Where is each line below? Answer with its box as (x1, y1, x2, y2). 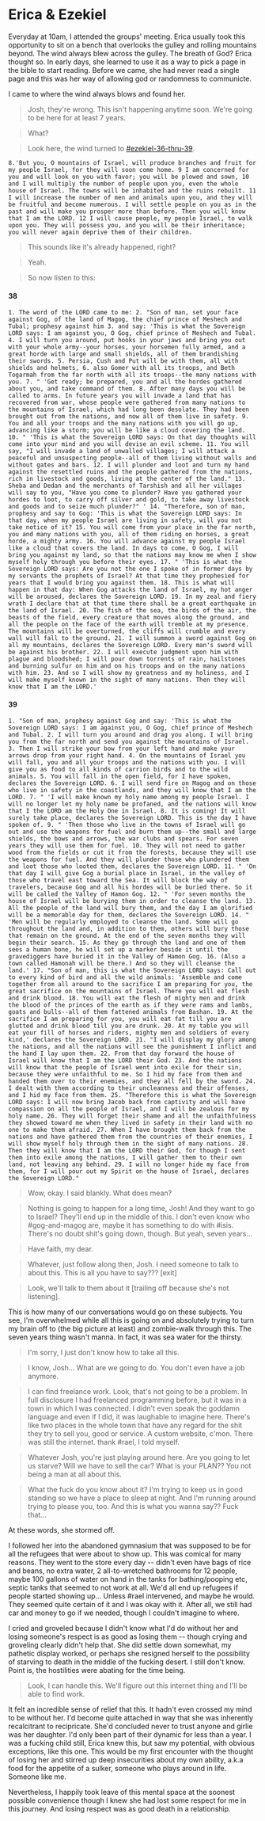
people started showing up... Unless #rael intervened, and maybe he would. (8, 1591, 256, 1601)
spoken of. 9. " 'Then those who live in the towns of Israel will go (8, 821, 246, 829)
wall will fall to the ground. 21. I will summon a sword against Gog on (8, 634, 257, 642)
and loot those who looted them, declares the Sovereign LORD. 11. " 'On (8, 863, 257, 870)
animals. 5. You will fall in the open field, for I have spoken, (8, 772, 232, 781)
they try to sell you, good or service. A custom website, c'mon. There (27, 1429, 253, 1438)
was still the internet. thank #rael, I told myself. (27, 1438, 180, 1447)
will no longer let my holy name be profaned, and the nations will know (8, 800, 257, 809)
